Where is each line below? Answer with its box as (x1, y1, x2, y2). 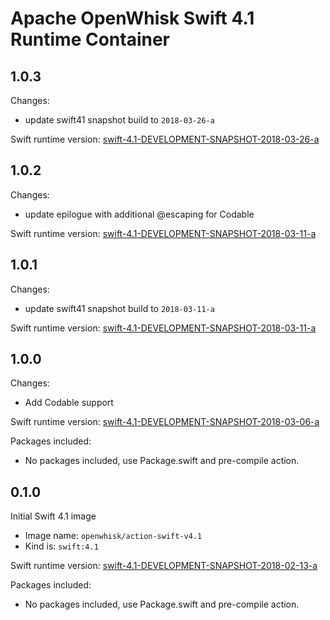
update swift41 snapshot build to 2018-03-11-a (24, 302, 215, 314)
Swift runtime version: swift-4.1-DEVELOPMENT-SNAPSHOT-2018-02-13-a (10, 560, 318, 572)
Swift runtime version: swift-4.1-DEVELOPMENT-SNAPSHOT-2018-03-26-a (10, 133, 320, 145)
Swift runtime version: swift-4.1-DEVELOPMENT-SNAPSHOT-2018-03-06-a (10, 416, 320, 428)
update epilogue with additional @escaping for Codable (24, 208, 255, 220)
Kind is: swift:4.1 (24, 540, 99, 552)
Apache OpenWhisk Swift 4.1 (10, 7, 255, 30)
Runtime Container (10, 28, 171, 51)
